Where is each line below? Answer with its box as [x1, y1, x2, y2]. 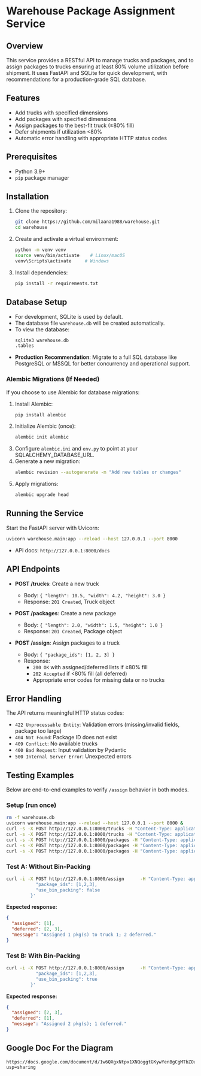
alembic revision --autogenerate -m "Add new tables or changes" [14, 469, 181, 476]
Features [6, 93, 40, 103]
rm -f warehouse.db [6, 815, 55, 821]
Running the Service [6, 508, 84, 519]
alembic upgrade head [14, 492, 69, 498]
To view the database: [14, 325, 70, 333]
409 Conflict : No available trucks [14, 740, 98, 747]
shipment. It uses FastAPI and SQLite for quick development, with [6, 69, 167, 76]
